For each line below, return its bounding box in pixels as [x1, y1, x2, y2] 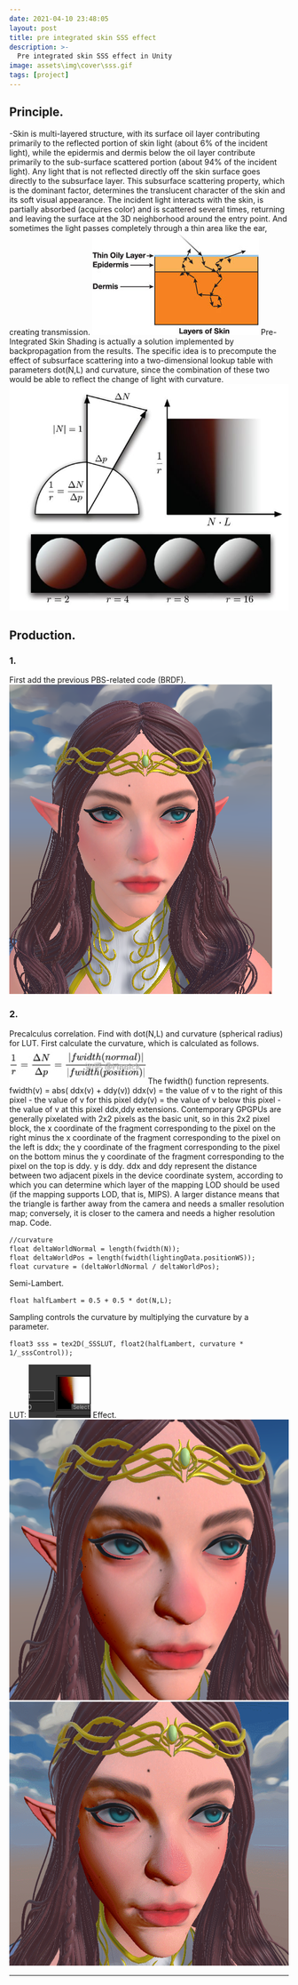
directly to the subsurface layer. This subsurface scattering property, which [9, 175, 286, 186]
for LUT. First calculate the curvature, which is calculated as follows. [9, 1037, 260, 1048]
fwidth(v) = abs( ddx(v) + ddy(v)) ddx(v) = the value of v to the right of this [9, 1085, 283, 1095]
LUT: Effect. [9, 1409, 117, 1420]
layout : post [9, 23, 58, 33]
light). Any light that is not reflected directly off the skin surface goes [9, 165, 261, 177]
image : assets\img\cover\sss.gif [9, 61, 133, 70]
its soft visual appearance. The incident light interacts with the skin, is [9, 194, 264, 204]
